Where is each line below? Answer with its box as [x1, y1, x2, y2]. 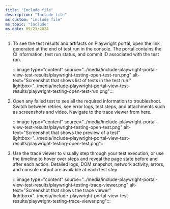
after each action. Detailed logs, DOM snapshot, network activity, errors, [12, 161, 164, 167]
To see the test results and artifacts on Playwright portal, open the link [12, 40, 160, 46]
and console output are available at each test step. [12, 167, 119, 173]
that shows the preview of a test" [50, 129, 121, 136]
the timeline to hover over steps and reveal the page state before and [12, 156, 158, 162]
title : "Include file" [5, 7, 53, 13]
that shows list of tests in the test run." [50, 77, 131, 84]
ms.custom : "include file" [5, 17, 63, 22]
